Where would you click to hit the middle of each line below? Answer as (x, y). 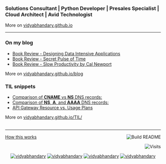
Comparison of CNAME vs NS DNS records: (57, 97)
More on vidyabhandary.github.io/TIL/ (44, 117)
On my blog (19, 43)
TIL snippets (20, 86)
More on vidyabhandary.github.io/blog (44, 74)
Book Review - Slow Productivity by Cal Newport (62, 64)
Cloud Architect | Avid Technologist (49, 14)
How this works (21, 137)
